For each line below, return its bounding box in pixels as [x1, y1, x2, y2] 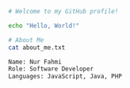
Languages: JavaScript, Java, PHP [8, 72, 123, 81]
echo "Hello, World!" [8, 21, 80, 29]
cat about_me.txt [8, 44, 66, 52]
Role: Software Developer [8, 65, 94, 73]
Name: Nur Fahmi [8, 58, 62, 66]
